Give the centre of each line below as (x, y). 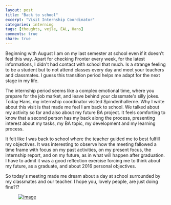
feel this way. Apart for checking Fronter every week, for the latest (75, 59)
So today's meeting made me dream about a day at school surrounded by (83, 176)
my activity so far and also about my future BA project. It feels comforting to (85, 112)
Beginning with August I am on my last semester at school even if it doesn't (84, 53)
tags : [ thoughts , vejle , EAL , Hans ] (44, 29)
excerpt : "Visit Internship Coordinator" (50, 20)
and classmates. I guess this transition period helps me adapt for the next (83, 75)
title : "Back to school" (32, 15)
